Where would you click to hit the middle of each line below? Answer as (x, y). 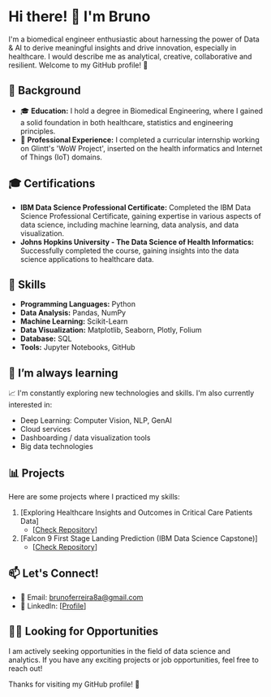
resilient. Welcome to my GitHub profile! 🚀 (78, 65)
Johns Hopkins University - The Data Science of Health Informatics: (137, 242)
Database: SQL (46, 339)
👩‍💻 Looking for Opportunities (84, 632)
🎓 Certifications (52, 183)
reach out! (26, 668)
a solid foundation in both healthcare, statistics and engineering (127, 122)
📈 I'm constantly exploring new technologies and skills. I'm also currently (131, 393)
